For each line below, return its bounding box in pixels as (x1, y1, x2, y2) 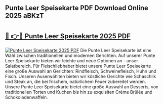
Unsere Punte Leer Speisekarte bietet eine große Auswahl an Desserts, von (5, 84, 159, 90)
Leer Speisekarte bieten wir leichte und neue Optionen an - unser (5, 58, 138, 63)
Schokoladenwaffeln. (5, 94, 48, 100)
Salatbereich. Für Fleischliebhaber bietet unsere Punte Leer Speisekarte (5, 63, 152, 69)
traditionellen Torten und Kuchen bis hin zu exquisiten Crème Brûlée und (5, 89, 153, 95)
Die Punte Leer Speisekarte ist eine (80, 48, 152, 53)
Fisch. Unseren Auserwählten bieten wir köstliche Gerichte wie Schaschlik (5, 74, 157, 79)
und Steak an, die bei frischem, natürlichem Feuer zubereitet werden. (5, 78, 146, 84)
